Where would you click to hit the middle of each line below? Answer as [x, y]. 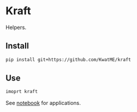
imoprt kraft [22, 92]
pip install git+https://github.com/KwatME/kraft [68, 60]
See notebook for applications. [43, 103]
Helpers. [16, 27]
